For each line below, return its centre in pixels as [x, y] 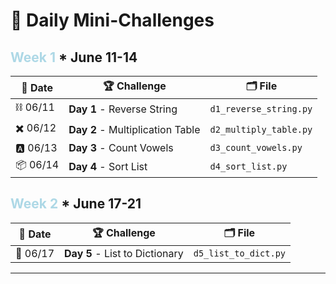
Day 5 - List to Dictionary [124, 253]
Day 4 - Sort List [108, 166]
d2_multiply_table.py [261, 129]
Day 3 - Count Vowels [121, 147]
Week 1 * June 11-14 [74, 57]
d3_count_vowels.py [256, 147]
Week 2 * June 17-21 [76, 204]
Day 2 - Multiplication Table [134, 129]
